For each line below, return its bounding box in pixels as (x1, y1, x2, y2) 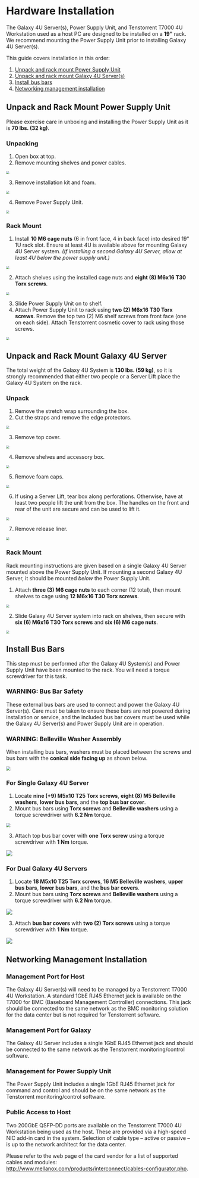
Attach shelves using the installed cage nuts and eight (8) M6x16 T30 (14, 274, 186, 281)
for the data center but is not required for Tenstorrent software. (6, 1011, 161, 1018)
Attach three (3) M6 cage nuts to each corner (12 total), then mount (14, 586, 181, 593)
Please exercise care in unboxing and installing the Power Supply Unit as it (6, 118, 189, 125)
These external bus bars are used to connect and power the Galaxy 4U (6, 701, 180, 708)
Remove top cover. (14, 434, 61, 441)
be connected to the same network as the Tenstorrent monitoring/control (6, 1046, 185, 1053)
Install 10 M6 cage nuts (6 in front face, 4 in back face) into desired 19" (14, 235, 189, 243)
